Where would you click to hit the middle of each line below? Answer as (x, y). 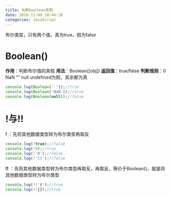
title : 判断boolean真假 (29, 10)
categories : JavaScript (31, 20)
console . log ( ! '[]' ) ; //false (35, 158)
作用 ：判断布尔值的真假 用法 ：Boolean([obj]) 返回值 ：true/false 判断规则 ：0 (86, 71)
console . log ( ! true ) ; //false (35, 144)
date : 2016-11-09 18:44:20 (34, 15)
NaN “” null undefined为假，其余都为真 (46, 77)
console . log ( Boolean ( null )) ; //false (44, 97)
